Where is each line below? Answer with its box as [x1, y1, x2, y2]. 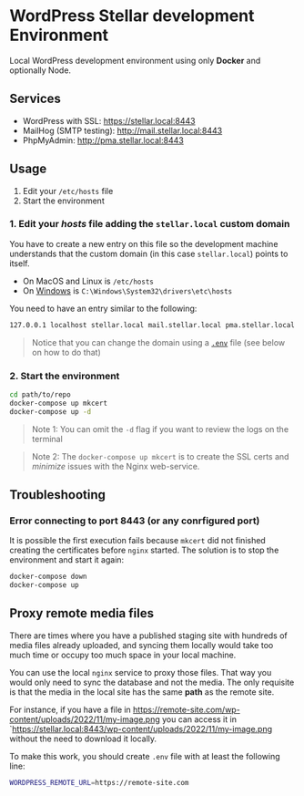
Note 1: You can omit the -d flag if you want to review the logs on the [31, 423, 289, 434]
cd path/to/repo [9, 390, 71, 399]
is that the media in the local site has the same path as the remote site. [9, 686, 275, 698]
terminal [31, 433, 64, 444]
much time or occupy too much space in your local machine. [9, 649, 237, 660]
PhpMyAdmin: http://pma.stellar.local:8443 [22, 134, 184, 146]
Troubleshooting [9, 487, 106, 502]
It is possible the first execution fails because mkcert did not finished [9, 535, 266, 546]
